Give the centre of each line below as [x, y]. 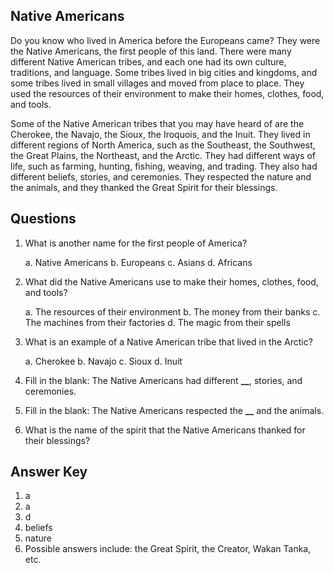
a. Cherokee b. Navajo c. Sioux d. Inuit [103, 361]
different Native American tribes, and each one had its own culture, [148, 61]
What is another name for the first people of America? [136, 243]
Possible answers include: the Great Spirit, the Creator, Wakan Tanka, [168, 549]
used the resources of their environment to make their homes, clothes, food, [167, 93]
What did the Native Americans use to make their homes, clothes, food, [171, 281]
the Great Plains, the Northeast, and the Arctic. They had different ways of [163, 155]
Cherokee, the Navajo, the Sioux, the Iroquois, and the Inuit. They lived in [160, 134]
